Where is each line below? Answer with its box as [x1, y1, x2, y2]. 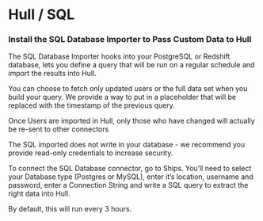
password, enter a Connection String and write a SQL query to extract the [8, 181, 249, 190]
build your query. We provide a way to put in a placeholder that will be [8, 93, 236, 102]
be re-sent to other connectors [8, 124, 109, 134]
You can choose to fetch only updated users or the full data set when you [8, 84, 248, 93]
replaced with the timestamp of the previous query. [8, 101, 176, 110]
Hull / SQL [8, 6, 75, 24]
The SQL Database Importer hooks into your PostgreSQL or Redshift [8, 51, 231, 61]
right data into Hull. [8, 189, 71, 199]
